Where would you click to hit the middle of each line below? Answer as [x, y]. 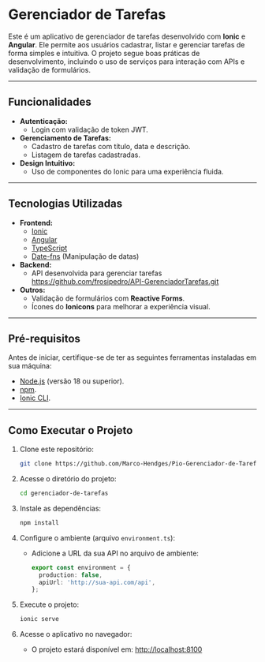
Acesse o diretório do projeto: [68, 479]
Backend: [35, 264]
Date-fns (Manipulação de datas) [85, 256]
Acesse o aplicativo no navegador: [76, 634]
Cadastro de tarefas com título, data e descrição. [111, 146]
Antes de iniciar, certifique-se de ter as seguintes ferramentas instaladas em [132, 357]
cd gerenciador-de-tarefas [64, 494]
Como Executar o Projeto [71, 430]
